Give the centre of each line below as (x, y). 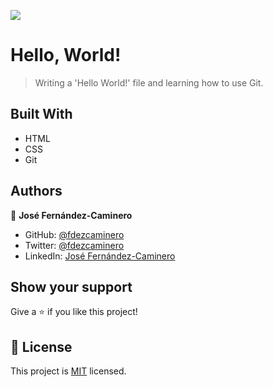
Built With (41, 114)
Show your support (71, 286)
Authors (36, 191)
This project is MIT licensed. (68, 371)
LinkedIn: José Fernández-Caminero (100, 256)
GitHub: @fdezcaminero (74, 234)
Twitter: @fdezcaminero (74, 245)
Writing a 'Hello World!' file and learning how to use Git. (149, 82)
